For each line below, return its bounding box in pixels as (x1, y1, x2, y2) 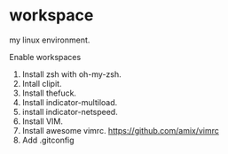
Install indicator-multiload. (21, 96, 118, 107)
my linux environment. (9, 35, 90, 45)
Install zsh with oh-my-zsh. (21, 68, 122, 80)
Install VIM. (21, 116, 64, 127)
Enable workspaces (9, 51, 82, 62)
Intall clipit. (21, 78, 62, 89)
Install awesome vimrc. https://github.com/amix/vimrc (21, 125, 220, 135)
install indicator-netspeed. (21, 106, 118, 117)
